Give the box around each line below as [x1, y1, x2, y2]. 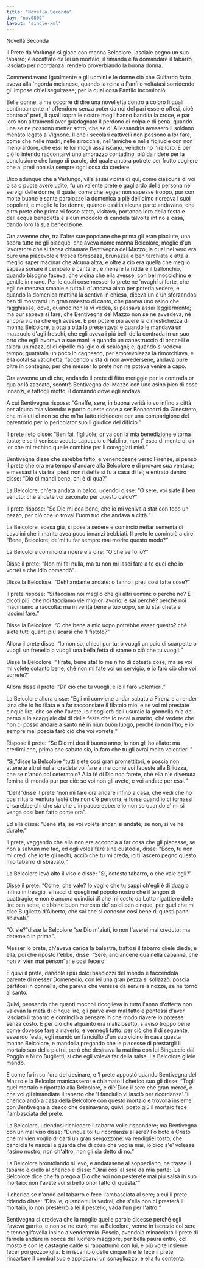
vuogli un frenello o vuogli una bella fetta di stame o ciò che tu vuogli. [6, 646, 181, 654]
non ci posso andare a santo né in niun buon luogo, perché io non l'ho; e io [6, 721, 194, 728]
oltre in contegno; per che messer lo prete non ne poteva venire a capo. [6, 363, 187, 370]
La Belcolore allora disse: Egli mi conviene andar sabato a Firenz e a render [6, 695, 197, 702]
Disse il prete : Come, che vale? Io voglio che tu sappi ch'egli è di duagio [6, 882, 189, 890]
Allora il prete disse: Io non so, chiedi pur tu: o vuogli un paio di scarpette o [6, 640, 197, 647]
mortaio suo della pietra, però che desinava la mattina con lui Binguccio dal [6, 1046, 195, 1053]
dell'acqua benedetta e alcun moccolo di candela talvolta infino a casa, [6, 215, 185, 222]
